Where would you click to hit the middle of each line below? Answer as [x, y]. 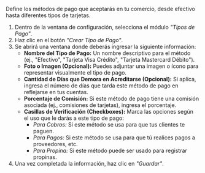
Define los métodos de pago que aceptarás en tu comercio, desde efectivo [101, 9]
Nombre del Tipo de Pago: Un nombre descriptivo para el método [107, 53]
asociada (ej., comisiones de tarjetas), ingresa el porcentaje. [100, 105]
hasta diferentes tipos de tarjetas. [48, 15]
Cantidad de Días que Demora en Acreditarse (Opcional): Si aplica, [110, 79]
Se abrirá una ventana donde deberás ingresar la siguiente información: [105, 46]
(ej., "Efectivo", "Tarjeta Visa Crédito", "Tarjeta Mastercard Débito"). [109, 60]
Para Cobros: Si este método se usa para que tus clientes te [109, 124]
